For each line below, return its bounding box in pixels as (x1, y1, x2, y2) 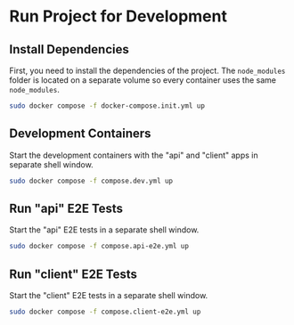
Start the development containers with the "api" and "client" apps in (9, 150, 258, 160)
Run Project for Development (9, 6, 227, 27)
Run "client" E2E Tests (9, 266, 138, 281)
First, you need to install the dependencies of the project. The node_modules (9, 65, 286, 76)
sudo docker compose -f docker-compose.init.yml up (9, 102, 205, 110)
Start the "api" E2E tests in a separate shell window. (9, 224, 200, 235)
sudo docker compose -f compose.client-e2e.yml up (9, 307, 201, 317)
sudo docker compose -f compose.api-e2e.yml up (9, 242, 190, 251)
